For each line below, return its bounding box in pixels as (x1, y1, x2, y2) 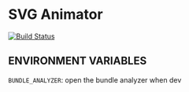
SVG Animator (8, 6, 104, 24)
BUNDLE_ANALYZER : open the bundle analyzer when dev (8, 75, 182, 84)
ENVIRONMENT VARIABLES (8, 54, 147, 68)
